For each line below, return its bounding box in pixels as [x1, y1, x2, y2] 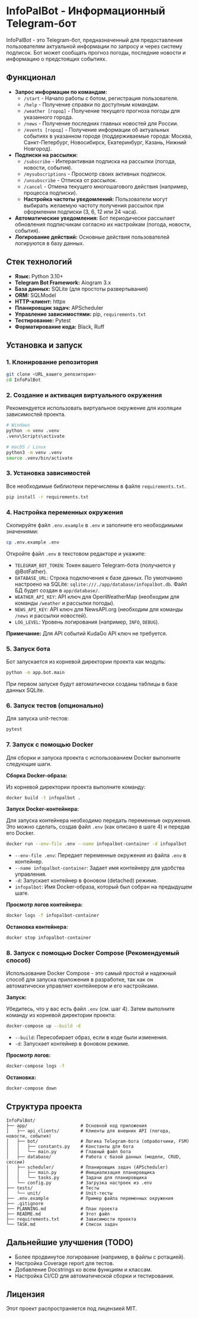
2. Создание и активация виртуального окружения [6, 390, 162, 399]
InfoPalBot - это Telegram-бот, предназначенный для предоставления [6, 36, 183, 43]
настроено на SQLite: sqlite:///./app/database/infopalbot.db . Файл [14, 580, 187, 587]
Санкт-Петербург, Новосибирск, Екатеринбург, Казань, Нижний [23, 138, 187, 146]
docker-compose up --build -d [6, 1023, 81, 1029]
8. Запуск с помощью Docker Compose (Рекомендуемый [6, 948, 180, 957]
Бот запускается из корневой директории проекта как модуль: [6, 658, 166, 665]
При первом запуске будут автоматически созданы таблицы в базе [6, 681, 178, 688]
